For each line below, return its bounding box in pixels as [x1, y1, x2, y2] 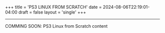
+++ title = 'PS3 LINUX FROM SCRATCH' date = [5, 4, 102, 10]
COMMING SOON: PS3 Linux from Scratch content [5, 23, 108, 29]
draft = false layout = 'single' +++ [18, 9, 86, 15]
